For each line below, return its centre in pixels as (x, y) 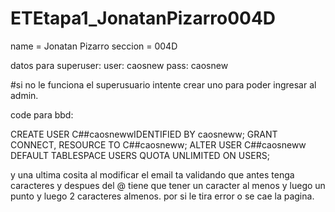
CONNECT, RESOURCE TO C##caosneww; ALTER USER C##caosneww (158, 144)
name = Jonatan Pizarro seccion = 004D (94, 46)
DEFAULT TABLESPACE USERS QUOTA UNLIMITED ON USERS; (140, 155)
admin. (24, 95)
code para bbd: (42, 114)
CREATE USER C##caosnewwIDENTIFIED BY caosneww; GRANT (144, 134)
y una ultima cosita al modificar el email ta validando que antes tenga (152, 174)
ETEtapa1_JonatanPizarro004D (143, 18)
